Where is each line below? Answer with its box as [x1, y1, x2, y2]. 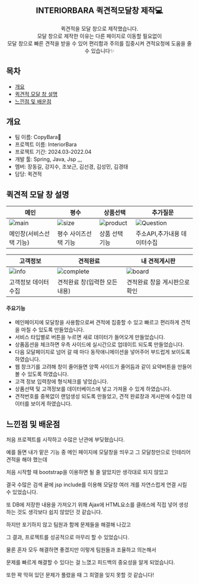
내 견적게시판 [141, 257, 176, 265]
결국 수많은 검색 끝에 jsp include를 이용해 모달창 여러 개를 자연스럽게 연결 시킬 [6, 481, 188, 488]
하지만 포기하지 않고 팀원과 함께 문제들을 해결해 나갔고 [6, 521, 131, 528]
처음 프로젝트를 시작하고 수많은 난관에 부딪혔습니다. [6, 436, 125, 443]
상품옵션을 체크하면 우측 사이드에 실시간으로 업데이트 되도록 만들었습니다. [14, 341, 185, 348]
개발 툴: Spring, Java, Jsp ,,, [14, 156, 82, 163]
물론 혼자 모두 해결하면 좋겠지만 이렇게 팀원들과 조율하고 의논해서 [6, 546, 157, 553]
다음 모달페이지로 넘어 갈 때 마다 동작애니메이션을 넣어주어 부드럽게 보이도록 [14, 349, 191, 356]
